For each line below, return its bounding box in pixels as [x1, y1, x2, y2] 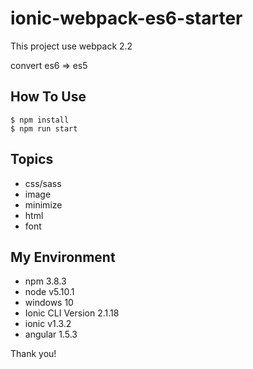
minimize [24, 198, 63, 211]
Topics [10, 151, 54, 168]
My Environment [10, 248, 116, 266]
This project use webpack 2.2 [10, 40, 133, 52]
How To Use [10, 88, 87, 106]
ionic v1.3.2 [24, 318, 72, 330]
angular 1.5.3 [24, 328, 78, 341]
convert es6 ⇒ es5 [10, 59, 88, 71]
